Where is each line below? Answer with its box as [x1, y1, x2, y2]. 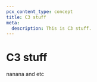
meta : [6, 20, 20, 26]
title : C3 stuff [6, 14, 46, 20]
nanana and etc [6, 71, 45, 78]
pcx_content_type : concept [6, 8, 73, 15]
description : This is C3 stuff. [11, 25, 92, 31]
